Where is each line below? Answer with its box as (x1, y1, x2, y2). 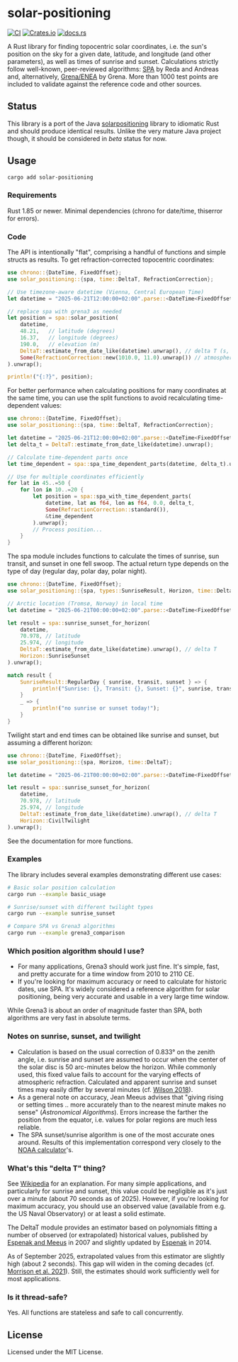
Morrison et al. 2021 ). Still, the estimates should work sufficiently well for (7, 1267, 220, 1276)
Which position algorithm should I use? (7, 947, 145, 956)
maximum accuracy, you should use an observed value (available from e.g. (7, 1202, 226, 1210)
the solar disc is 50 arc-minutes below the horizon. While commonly (17, 1062, 217, 1071)
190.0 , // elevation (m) (20, 340, 100, 348)
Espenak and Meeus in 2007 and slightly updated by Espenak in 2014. (7, 1238, 212, 1246)
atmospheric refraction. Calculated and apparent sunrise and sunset (17, 1078, 217, 1086)
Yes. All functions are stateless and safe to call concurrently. (7, 1308, 184, 1317)
